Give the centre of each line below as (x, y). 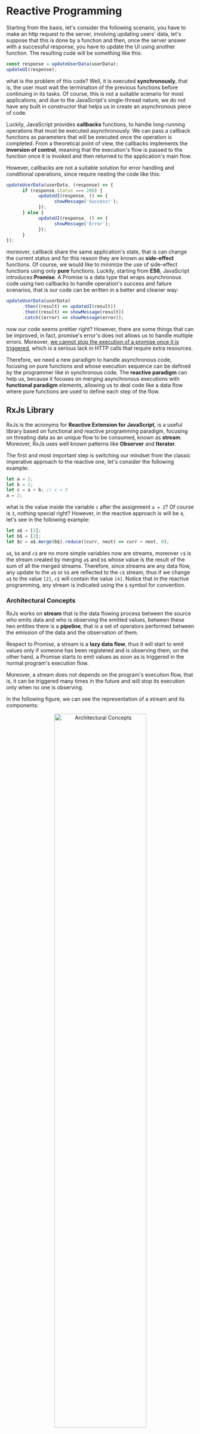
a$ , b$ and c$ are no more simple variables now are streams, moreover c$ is (99, 553)
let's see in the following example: (48, 520)
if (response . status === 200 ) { (62, 190)
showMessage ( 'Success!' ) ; (86, 201)
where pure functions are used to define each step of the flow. (83, 391)
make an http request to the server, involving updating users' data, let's (94, 33)
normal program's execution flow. (47, 663)
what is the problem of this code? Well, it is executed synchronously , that (97, 81)
